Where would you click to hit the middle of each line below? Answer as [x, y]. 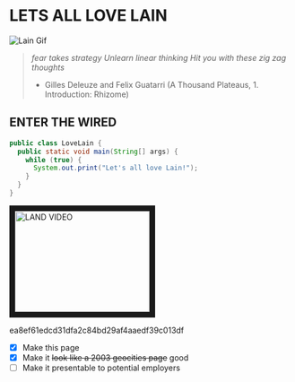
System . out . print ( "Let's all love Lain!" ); [116, 168]
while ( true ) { [54, 160]
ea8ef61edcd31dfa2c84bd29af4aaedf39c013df [97, 330]
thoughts [48, 67]
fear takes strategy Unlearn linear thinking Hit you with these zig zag [159, 57]
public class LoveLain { [56, 143]
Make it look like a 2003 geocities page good [105, 357]
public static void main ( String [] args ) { [98, 152]
